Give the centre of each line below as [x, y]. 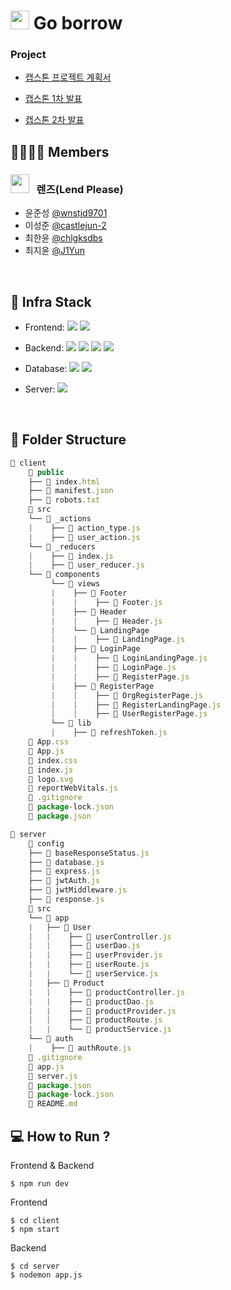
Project [28, 55]
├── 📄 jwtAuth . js [64, 881]
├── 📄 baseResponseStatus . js [89, 853]
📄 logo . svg [51, 779]
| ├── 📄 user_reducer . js [86, 565]
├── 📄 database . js [66, 862]
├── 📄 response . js [66, 900]
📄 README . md [53, 1104]
